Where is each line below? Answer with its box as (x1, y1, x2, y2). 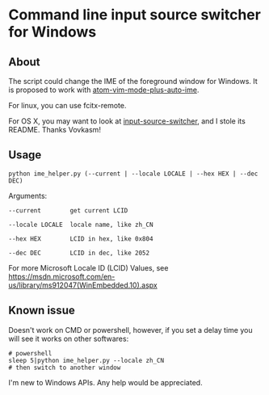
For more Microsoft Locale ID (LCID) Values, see (8, 263, 169, 272)
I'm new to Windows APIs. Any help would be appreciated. (8, 377, 204, 387)
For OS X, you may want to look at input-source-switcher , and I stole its (8, 116, 246, 126)
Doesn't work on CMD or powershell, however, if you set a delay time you (8, 325, 253, 334)
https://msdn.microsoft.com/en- (8, 271, 116, 281)
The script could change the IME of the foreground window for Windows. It (8, 77, 258, 86)
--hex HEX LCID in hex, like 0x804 (8, 234, 153, 243)
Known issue (8, 304, 75, 317)
